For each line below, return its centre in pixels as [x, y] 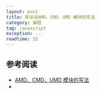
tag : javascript [26, 28]
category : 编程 [24, 22]
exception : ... [25, 34]
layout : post [22, 12]
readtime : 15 [22, 39]
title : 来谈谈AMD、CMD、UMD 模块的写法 [51, 17]
